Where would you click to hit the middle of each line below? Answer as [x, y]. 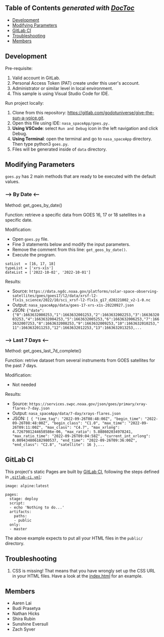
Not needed [24, 385]
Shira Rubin [24, 619]
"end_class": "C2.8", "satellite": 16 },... [58, 445]
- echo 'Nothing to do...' [37, 507]
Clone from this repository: [39, 112]
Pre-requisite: [19, 68]
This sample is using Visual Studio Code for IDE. [60, 94]
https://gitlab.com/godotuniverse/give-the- [111, 112]
